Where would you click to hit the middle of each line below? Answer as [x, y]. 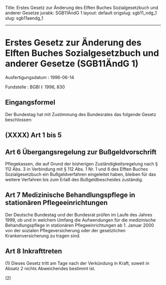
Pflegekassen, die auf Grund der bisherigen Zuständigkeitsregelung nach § [82, 163]
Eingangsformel [30, 102]
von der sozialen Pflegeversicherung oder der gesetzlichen [65, 230]
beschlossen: [19, 120]
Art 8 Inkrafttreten [34, 251]
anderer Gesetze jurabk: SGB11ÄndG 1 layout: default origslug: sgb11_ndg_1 [81, 13]
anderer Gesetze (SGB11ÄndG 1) [72, 64]
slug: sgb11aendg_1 [24, 18]
